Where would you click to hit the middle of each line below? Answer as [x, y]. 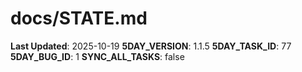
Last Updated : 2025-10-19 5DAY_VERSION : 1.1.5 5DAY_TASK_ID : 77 [151, 46]
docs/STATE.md [79, 18]
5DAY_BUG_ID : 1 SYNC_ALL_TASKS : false [97, 56]
